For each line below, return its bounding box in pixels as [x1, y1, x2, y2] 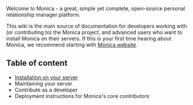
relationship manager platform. [6, 11, 81, 18]
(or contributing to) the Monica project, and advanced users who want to [6, 29, 182, 36]
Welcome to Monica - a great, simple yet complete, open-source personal [6, 5, 185, 12]
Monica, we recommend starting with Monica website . [6, 41, 138, 48]
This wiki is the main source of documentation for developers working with [6, 23, 187, 29]
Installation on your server [14, 73, 78, 81]
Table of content [6, 58, 68, 68]
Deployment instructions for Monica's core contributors [14, 92, 149, 99]
